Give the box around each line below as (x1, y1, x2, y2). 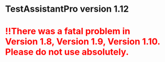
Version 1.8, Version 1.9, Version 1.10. (5, 36, 160, 47)
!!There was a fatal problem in (5, 26, 130, 37)
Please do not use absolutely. (5, 46, 129, 58)
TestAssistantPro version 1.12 (5, 3, 129, 15)
